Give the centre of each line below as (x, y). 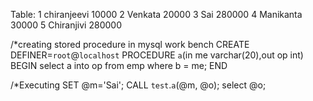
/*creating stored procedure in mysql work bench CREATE (130, 44)
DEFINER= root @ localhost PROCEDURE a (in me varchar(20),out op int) (157, 55)
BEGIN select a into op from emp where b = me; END (119, 65)
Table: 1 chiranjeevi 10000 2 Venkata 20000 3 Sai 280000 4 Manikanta (156, 14)
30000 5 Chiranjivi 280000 (66, 25)
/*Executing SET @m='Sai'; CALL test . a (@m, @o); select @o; (138, 85)
